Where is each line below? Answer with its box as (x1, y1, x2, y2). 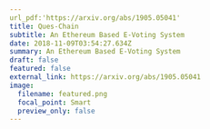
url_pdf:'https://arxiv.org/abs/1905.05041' (9, 13, 181, 23)
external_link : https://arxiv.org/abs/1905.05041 (9, 73, 202, 82)
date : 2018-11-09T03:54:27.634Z (9, 38, 132, 48)
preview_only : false (17, 106, 95, 115)
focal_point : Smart (17, 97, 92, 107)
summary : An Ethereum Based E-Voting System (9, 47, 181, 56)
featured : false (9, 64, 71, 74)
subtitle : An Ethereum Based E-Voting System (9, 30, 185, 39)
